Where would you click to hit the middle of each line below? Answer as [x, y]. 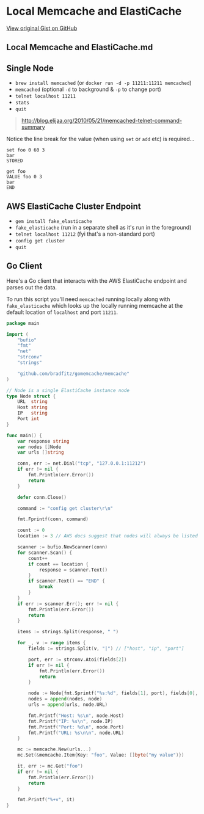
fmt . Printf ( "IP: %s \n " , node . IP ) [71, 721]
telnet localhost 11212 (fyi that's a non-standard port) [85, 234]
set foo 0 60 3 [26, 150]
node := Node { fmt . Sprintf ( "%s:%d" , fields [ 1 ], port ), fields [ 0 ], [113, 693]
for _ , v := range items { [52, 643]
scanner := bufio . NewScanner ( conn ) [63, 547]
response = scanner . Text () [73, 570]
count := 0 [31, 530]
